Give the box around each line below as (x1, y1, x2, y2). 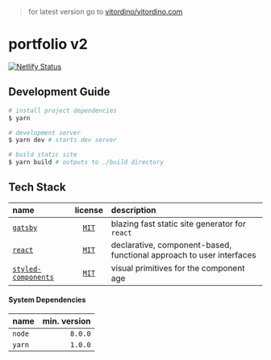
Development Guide (8, 85, 110, 99)
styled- (12, 264, 42, 274)
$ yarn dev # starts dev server (8, 136, 117, 144)
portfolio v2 (8, 36, 89, 53)
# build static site (8, 151, 78, 159)
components (12, 272, 54, 282)
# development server (8, 128, 81, 136)
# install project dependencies (8, 107, 117, 115)
